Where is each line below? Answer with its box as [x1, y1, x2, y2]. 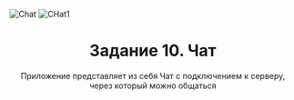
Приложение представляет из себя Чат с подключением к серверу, [20, 70, 286, 81]
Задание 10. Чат [89, 41, 217, 61]
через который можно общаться [89, 80, 217, 91]
